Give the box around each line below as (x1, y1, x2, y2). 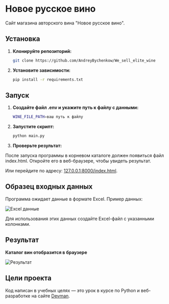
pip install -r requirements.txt (12, 77, 83, 82)
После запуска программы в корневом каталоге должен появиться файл (5, 153, 164, 159)
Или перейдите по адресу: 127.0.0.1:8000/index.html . (5, 168, 118, 174)
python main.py (12, 133, 45, 139)
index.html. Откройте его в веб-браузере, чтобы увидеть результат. (5, 158, 151, 164)
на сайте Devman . (31, 293, 70, 299)
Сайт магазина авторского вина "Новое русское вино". (5, 20, 125, 26)
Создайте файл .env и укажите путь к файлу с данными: (12, 105, 139, 111)
